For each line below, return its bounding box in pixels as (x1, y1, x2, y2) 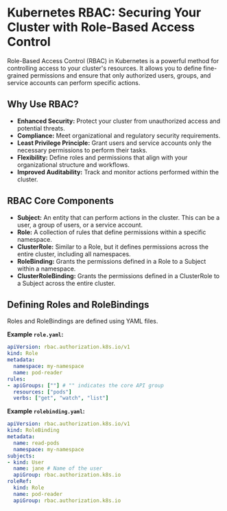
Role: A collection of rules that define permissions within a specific (16, 228, 206, 236)
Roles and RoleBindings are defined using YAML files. (7, 317, 158, 326)
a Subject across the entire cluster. (16, 279, 116, 287)
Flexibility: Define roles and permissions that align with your (16, 153, 188, 161)
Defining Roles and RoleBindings (7, 299, 150, 310)
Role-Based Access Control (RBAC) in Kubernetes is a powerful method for (7, 56, 219, 65)
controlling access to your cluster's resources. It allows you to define (7, 64, 202, 72)
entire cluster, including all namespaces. (16, 249, 132, 258)
